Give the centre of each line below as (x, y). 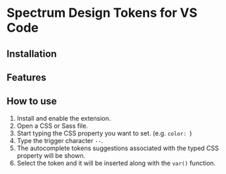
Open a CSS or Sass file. (52, 126)
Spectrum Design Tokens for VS (102, 13)
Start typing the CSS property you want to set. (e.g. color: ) (104, 133)
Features (26, 78)
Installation (32, 54)
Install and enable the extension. (64, 118)
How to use (32, 101)
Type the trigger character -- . (60, 140)
